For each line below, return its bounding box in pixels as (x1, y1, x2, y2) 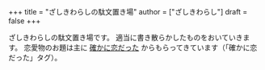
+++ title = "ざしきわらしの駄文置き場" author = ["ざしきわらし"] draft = (8, 7, 248, 16)
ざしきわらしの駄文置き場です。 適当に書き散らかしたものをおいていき (8, 33, 244, 42)
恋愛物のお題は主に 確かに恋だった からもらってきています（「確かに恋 (23, 43, 258, 52)
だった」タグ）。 (8, 53, 62, 62)
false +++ (8, 16, 41, 26)
